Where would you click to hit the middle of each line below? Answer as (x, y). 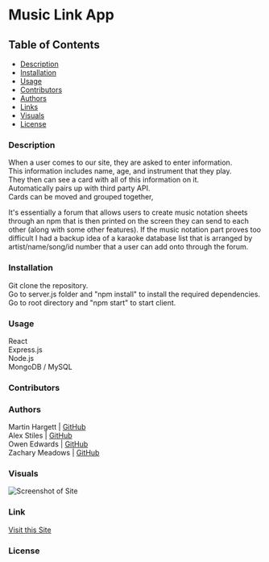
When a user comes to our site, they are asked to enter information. (120, 162)
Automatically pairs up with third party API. (79, 188)
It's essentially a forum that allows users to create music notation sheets (128, 212)
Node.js (21, 358)
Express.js (25, 350)
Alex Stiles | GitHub (40, 436)
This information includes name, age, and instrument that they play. (120, 171)
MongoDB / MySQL (40, 367)
